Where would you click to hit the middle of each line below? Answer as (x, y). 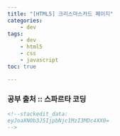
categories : (25, 21)
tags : (15, 34)
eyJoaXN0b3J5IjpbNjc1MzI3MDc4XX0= (59, 120)
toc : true (22, 67)
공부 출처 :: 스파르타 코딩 (47, 98)
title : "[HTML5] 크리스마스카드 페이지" (60, 14)
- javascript (39, 60)
